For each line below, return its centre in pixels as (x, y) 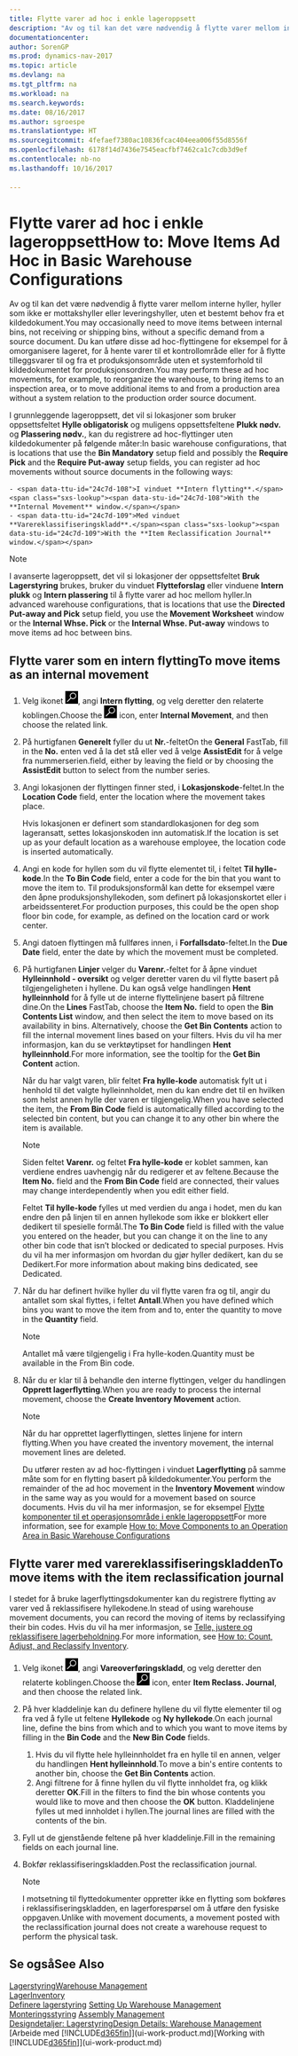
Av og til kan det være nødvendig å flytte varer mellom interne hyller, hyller (145, 304)
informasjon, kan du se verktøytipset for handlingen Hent (126, 1045)
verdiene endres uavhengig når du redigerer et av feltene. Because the (150, 1172)
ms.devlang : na (37, 75)
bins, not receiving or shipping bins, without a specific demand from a (137, 332)
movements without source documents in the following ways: (121, 472)
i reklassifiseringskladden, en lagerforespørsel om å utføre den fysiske (150, 1909)
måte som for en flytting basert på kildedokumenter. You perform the (147, 1479)
